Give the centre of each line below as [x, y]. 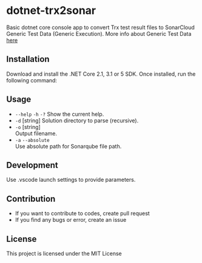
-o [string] [28, 127]
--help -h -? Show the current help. [59, 114]
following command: [32, 80]
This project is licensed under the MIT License [64, 253]
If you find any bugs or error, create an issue [71, 220]
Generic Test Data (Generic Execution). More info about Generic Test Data [99, 33]
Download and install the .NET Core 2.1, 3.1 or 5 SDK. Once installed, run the [101, 74]
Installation [28, 59]
